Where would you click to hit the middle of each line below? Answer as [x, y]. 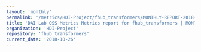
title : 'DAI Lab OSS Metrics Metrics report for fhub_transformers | [95, 23]
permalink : [20, 17]
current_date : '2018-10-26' [41, 39]
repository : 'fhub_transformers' [48, 34]
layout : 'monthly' [29, 12]
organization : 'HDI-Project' [42, 28]
